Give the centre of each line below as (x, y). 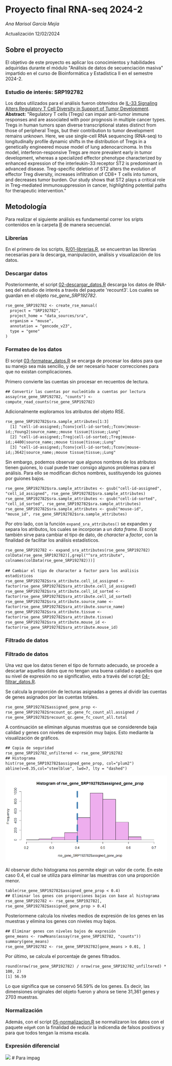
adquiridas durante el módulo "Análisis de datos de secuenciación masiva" (84, 67)
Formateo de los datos (34, 349)
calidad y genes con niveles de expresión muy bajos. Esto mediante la (80, 732)
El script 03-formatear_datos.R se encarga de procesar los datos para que (84, 361)
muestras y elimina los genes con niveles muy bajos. (61, 921)
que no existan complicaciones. (39, 371)
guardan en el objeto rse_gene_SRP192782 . (51, 296)
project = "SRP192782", (35, 311)
